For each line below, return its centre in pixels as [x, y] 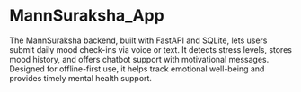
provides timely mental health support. [81, 78]
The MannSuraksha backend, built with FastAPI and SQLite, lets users [138, 40]
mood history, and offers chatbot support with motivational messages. [139, 59]
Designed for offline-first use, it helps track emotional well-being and [137, 69]
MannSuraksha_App [87, 16]
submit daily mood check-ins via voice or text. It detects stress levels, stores [150, 49]
